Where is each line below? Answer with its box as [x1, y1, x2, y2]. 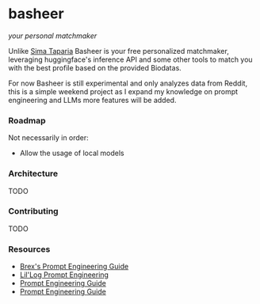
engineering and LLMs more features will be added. [8, 95, 177, 104]
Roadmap [8, 115, 46, 126]
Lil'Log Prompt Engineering [19, 270, 109, 279]
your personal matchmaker [8, 31, 97, 40]
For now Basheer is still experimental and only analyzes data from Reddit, [8, 78, 248, 88]
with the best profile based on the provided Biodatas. [8, 63, 182, 72]
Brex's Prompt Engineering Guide [19, 262, 129, 272]
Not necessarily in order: [8, 133, 89, 142]
